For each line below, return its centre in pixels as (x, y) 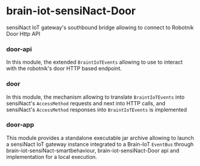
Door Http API (23, 33)
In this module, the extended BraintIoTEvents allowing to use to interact (95, 62)
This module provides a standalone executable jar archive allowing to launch (100, 137)
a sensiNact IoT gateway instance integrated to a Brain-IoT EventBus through (100, 144)
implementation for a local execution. (52, 156)
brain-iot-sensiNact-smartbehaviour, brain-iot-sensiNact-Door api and (93, 151)
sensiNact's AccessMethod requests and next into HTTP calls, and (86, 103)
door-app (20, 125)
